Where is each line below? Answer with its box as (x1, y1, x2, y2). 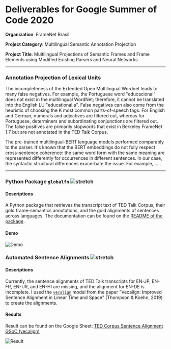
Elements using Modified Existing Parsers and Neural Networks (5, 56, 138, 62)
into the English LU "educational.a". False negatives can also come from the (5, 102, 164, 108)
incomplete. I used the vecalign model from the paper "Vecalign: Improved (5, 289, 162, 295)
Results (5, 311, 22, 317)
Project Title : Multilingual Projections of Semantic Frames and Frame (5, 51, 150, 57)
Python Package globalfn (5, 178, 70, 185)
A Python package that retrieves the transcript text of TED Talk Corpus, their (5, 202, 165, 208)
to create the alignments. (5, 300, 58, 306)
